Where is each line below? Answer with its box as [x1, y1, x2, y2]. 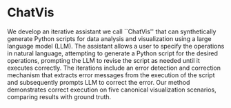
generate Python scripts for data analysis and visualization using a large [7, 34, 212, 42]
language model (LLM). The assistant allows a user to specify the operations [7, 42, 225, 50]
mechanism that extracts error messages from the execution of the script [7, 70, 215, 79]
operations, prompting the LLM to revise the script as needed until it [7, 56, 200, 64]
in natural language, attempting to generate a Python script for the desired [7, 49, 219, 57]
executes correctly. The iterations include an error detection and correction [7, 64, 221, 72]
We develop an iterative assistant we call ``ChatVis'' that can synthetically [7, 27, 217, 36]
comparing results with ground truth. [7, 92, 112, 100]
